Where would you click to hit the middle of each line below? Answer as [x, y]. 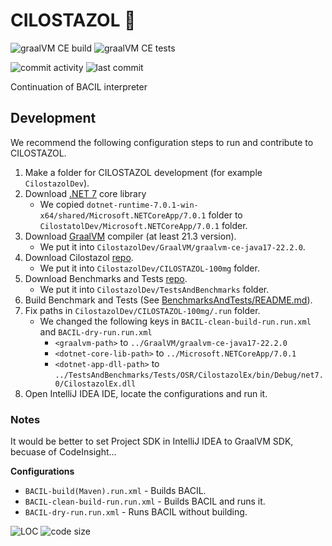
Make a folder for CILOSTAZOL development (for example [143, 172]
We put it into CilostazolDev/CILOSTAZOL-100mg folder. [149, 268]
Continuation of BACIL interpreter [79, 86]
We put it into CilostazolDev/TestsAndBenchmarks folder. [154, 289]
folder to [225, 215]
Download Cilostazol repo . [79, 257]
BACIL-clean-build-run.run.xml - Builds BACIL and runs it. [145, 501]
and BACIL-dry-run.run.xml [96, 331]
